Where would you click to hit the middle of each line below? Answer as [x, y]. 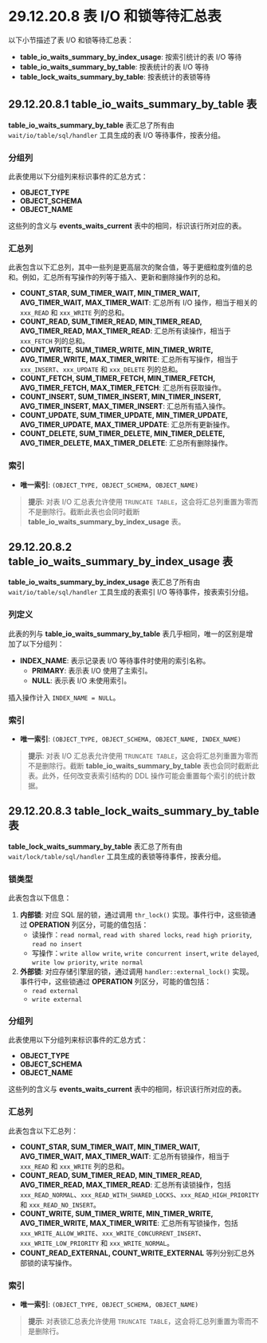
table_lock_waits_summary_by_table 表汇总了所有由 [96, 846]
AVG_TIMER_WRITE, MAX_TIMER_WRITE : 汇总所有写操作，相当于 [129, 359]
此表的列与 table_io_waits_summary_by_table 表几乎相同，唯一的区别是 [127, 634]
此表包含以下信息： [40, 898]
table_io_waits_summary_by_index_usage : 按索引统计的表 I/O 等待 [131, 57]
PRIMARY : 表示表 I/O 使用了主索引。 [92, 670]
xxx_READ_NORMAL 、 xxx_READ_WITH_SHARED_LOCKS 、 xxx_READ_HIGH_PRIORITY [139, 1194]
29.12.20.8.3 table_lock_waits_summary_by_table [134, 811]
